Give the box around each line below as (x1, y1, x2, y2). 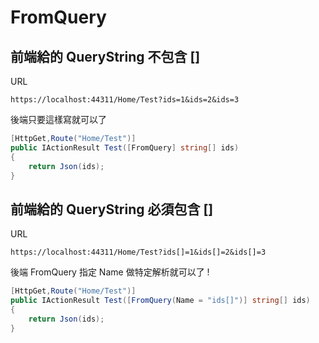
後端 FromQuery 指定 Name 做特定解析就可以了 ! (10, 266, 210, 278)
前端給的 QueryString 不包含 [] (10, 48, 201, 65)
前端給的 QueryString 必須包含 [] (10, 201, 214, 218)
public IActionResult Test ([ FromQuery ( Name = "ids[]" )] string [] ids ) (10, 296, 311, 306)
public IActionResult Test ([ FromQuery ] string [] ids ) (10, 142, 240, 153)
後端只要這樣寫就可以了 (10, 114, 107, 125)
